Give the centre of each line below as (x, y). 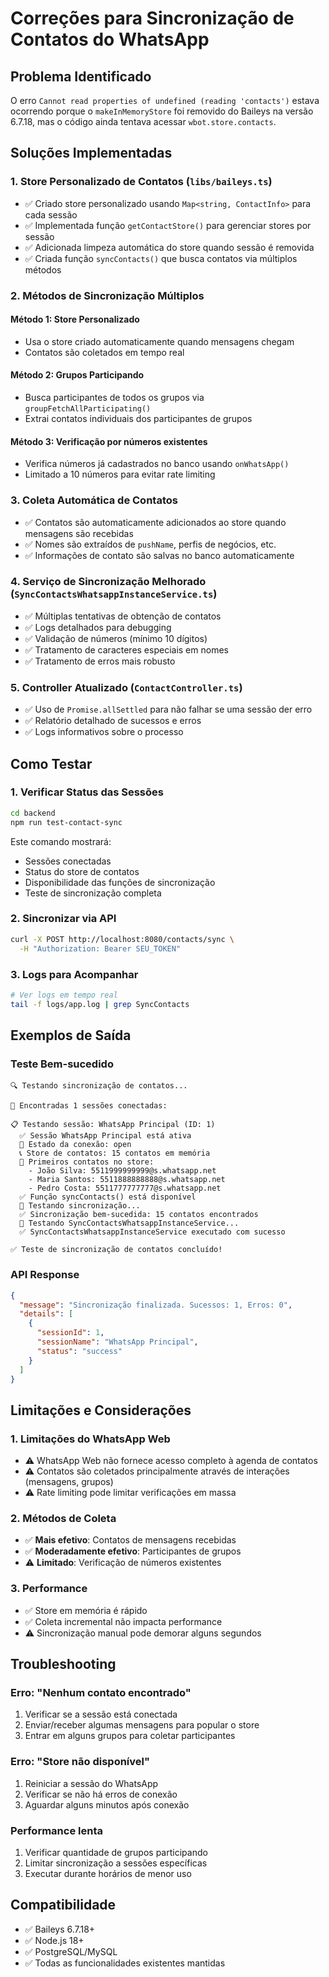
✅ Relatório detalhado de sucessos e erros (113, 721)
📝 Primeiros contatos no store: (87, 1162)
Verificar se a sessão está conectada (101, 1714)
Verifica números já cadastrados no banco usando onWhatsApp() (157, 464)
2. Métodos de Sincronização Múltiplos (107, 295)
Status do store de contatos (82, 871)
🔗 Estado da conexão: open (75, 1145)
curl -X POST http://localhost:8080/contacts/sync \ (122, 939)
